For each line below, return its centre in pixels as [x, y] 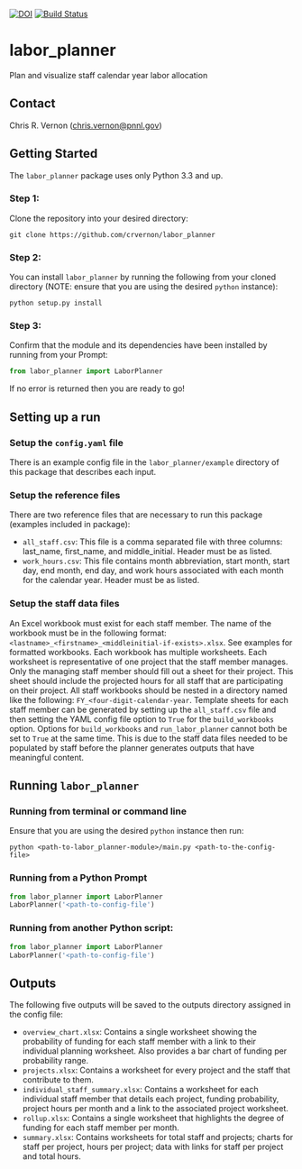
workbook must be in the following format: [88, 633]
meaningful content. [46, 757]
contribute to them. [58, 1080]
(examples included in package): [70, 525]
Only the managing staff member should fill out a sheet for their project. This [151, 671]
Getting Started [54, 154]
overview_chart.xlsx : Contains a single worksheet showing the [139, 1032]
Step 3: [26, 326]
